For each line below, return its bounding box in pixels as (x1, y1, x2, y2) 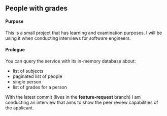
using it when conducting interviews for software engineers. (5, 35, 131, 41)
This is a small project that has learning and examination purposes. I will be (5, 30, 162, 36)
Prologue (5, 47, 25, 53)
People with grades (5, 4, 68, 13)
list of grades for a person (12, 84, 68, 90)
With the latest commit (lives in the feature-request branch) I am (5, 94, 141, 100)
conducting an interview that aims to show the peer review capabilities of (5, 99, 158, 105)
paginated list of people (12, 73, 62, 79)
